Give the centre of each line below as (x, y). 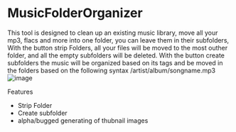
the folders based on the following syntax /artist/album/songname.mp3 (111, 70)
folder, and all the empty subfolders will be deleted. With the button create (116, 55)
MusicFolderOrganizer (75, 13)
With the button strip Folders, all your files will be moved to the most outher (118, 48)
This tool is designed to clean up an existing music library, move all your (113, 33)
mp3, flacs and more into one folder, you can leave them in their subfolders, (118, 40)
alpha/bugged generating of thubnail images (83, 120)
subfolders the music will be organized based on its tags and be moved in (115, 62)
